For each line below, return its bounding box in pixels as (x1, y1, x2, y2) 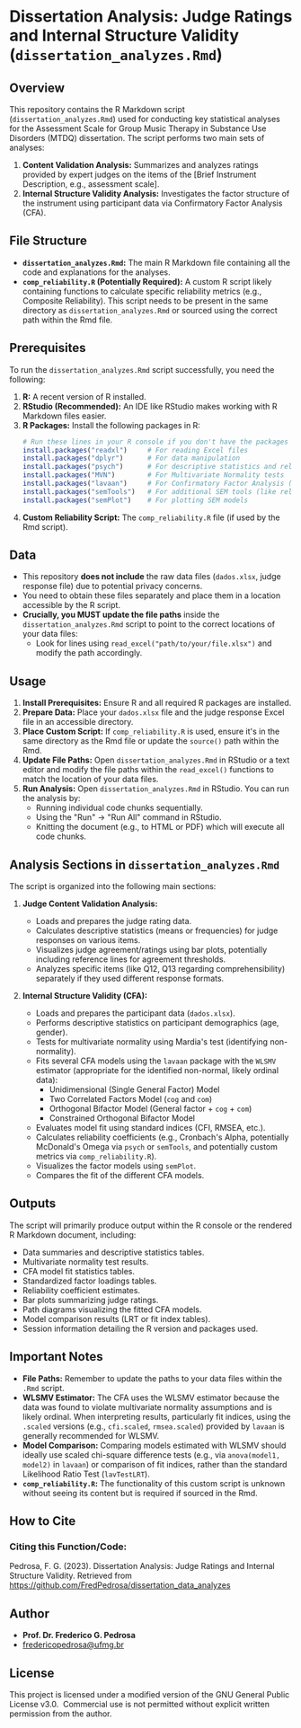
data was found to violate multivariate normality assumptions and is (22, 1401, 272, 1412)
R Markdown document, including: (9, 1229, 137, 1240)
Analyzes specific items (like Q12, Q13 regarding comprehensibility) (35, 964, 286, 974)
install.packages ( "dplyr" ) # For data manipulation (22, 454, 241, 463)
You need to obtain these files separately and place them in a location (22, 590, 281, 601)
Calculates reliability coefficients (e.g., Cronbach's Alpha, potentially (35, 1132, 289, 1142)
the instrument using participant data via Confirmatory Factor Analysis (22, 198, 283, 208)
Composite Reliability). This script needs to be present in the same (22, 295, 269, 306)
